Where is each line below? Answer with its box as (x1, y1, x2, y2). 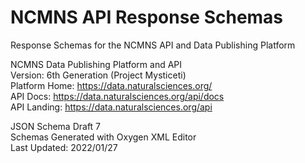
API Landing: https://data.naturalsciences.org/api (10, 101, 213, 113)
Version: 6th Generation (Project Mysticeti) (10, 69, 187, 81)
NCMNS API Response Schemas (10, 6, 284, 29)
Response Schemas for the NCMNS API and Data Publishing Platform (10, 39, 296, 51)
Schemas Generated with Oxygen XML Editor (10, 131, 197, 143)
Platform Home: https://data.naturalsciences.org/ (10, 79, 213, 91)
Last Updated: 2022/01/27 (10, 141, 118, 153)
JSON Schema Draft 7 (10, 120, 102, 132)
